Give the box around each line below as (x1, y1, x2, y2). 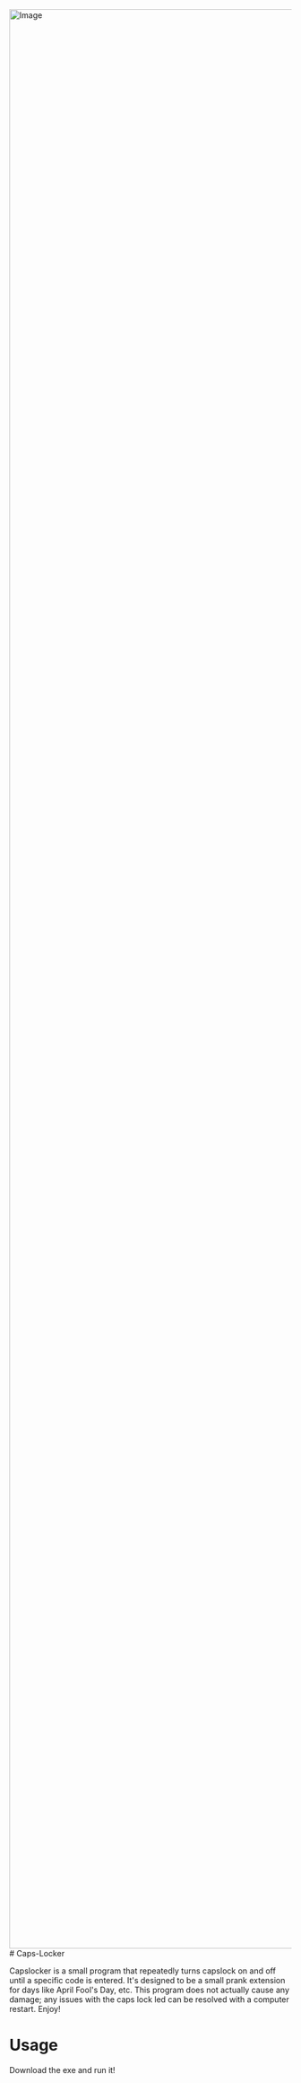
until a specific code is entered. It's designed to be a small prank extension (9, 1975, 286, 1985)
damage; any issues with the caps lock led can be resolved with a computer (9, 1994, 289, 2005)
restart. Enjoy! (9, 2004, 61, 2014)
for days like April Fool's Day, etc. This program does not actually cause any (9, 1984, 289, 1995)
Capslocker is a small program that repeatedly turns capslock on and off (9, 1965, 276, 1976)
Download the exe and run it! (9, 2064, 116, 2075)
